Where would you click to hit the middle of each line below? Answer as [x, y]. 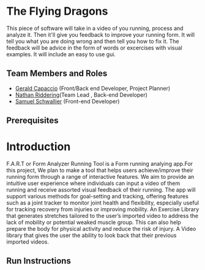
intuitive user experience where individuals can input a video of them [93, 183]
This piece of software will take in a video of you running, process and [95, 28]
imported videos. [28, 242]
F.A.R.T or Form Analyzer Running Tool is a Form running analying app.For [100, 164]
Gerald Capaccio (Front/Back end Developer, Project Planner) [93, 88]
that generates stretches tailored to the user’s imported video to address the [102, 216]
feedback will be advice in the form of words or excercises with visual [94, 48]
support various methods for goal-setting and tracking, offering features [97, 197]
